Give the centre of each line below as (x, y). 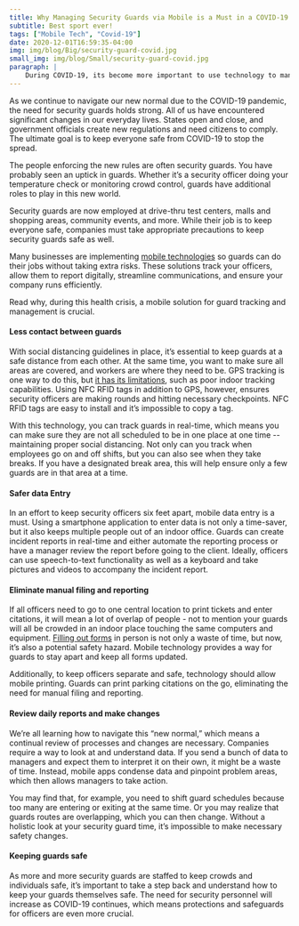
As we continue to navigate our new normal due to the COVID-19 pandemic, (148, 101)
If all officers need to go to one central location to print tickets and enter (141, 609)
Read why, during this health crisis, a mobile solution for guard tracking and (148, 302)
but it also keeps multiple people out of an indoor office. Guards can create (147, 532)
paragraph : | (33, 68)
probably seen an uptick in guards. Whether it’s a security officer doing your (149, 174)
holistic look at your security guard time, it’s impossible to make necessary (146, 826)
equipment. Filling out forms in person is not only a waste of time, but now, (146, 638)
